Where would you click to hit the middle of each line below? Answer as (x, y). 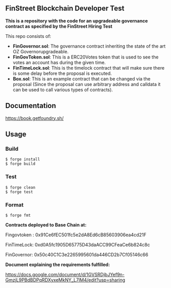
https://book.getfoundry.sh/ (35, 118)
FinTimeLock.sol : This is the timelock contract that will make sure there (89, 68)
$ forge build (21, 164)
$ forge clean (21, 187)
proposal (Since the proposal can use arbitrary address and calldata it (87, 84)
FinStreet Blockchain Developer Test (65, 8)
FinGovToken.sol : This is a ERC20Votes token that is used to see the (85, 57)
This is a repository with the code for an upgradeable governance (77, 20)
